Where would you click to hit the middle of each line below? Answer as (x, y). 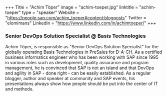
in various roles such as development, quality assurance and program (77, 63)
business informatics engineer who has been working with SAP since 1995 (82, 57)
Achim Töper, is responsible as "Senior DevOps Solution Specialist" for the (82, 47)
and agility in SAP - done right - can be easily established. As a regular (78, 73)
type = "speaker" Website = (50, 12)
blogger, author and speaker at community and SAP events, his (70, 79)
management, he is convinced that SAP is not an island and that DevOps (79, 68)
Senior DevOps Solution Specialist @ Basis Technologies (75, 36)
